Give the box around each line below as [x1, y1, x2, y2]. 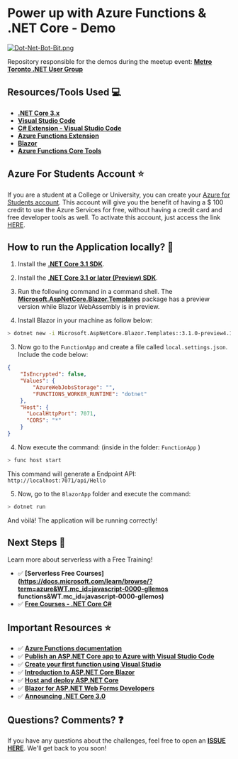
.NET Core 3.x [17, 109, 60, 117]
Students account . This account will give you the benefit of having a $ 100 [7, 197, 224, 207]
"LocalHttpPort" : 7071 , [25, 410, 97, 417]
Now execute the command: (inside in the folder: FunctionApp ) [17, 442, 200, 452]
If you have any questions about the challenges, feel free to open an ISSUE [7, 736, 226, 745]
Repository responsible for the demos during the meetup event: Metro [7, 57, 212, 65]
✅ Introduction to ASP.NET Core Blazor [17, 668, 135, 677]
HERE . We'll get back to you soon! [7, 744, 107, 753]
